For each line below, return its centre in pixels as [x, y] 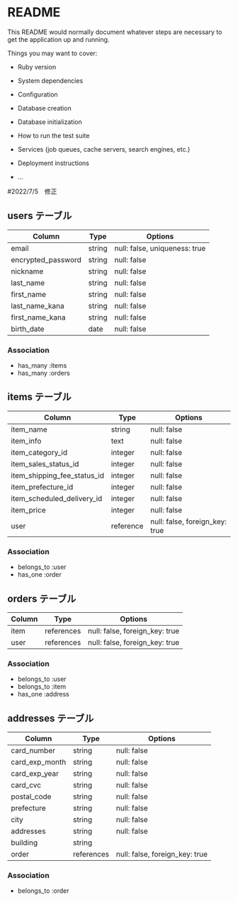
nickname [27, 271]
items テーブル [40, 397]
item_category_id [39, 452]
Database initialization [50, 122]
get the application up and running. [58, 39]
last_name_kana [38, 305]
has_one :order [39, 575]
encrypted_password [46, 259]
